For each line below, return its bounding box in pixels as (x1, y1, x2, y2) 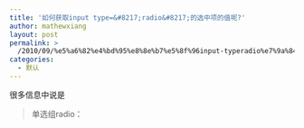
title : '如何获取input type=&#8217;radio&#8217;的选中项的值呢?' (9, 13, 246, 23)
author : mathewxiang (9, 22, 88, 31)
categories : (9, 55, 54, 64)
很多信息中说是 (9, 89, 65, 100)
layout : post (9, 30, 59, 39)
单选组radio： (31, 108, 83, 119)
